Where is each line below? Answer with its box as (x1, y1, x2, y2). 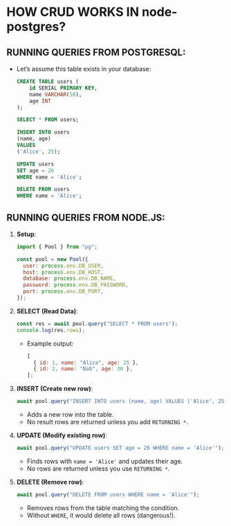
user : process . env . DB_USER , (23, 262, 104, 269)
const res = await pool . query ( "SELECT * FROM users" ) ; (16, 320, 178, 327)
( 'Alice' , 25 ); (16, 148, 61, 155)
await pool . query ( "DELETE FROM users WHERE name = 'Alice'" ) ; (16, 491, 200, 498)
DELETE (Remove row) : (16, 478, 84, 486)
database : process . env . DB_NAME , (23, 275, 116, 282)
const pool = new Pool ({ (16, 255, 89, 263)
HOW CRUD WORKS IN (6, 4, 140, 20)
